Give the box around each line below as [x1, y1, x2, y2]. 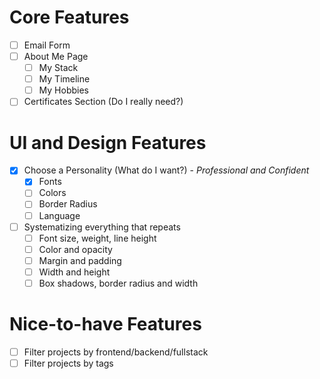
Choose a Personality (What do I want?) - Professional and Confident [23, 164, 310, 176]
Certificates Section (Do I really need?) [23, 96, 184, 108]
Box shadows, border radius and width [38, 277, 199, 289]
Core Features [9, 6, 130, 29]
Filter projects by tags [23, 357, 114, 369]
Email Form [23, 39, 71, 51]
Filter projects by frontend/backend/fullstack [23, 346, 209, 358]
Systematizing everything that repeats [23, 221, 181, 233]
